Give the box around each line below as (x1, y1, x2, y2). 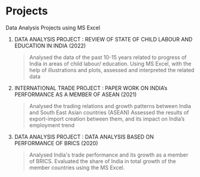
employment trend (29, 121, 75, 128)
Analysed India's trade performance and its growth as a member (29, 151, 189, 158)
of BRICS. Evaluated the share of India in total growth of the (29, 157, 176, 164)
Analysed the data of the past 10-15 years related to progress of (29, 53, 187, 61)
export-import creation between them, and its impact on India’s (29, 115, 185, 122)
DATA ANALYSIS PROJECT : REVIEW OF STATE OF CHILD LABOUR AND (14, 35, 193, 43)
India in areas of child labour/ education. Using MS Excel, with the (29, 60, 192, 67)
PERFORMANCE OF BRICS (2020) (14, 139, 98, 146)
